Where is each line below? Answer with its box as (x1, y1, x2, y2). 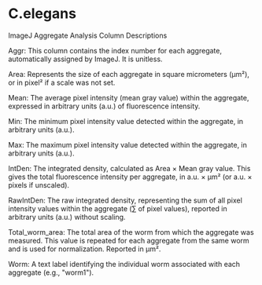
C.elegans (8, 5, 77, 23)
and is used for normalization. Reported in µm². (8, 244, 161, 254)
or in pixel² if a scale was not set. (8, 78, 116, 87)
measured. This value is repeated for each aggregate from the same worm (8, 236, 249, 245)
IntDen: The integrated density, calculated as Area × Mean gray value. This (8, 163, 251, 173)
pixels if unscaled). (8, 180, 69, 189)
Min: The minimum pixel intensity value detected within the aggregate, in (8, 116, 244, 126)
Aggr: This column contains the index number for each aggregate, (8, 46, 223, 55)
